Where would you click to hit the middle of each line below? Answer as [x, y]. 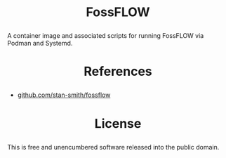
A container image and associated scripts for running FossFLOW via [106, 36]
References [118, 72]
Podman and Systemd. [40, 44]
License [118, 123]
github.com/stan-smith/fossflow [64, 95]
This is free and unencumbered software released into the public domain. [113, 147]
